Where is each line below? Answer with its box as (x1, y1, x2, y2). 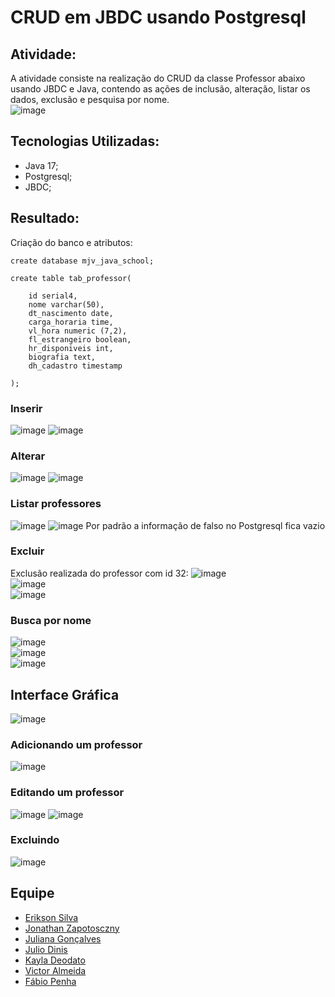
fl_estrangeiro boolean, (28, 334, 132, 345)
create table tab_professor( (10, 273, 132, 283)
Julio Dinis (24, 943, 68, 955)
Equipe (10, 885, 55, 902)
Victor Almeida (24, 964, 87, 976)
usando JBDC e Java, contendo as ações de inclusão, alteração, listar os (10, 83, 311, 95)
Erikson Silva (24, 911, 79, 923)
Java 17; (24, 159, 59, 171)
